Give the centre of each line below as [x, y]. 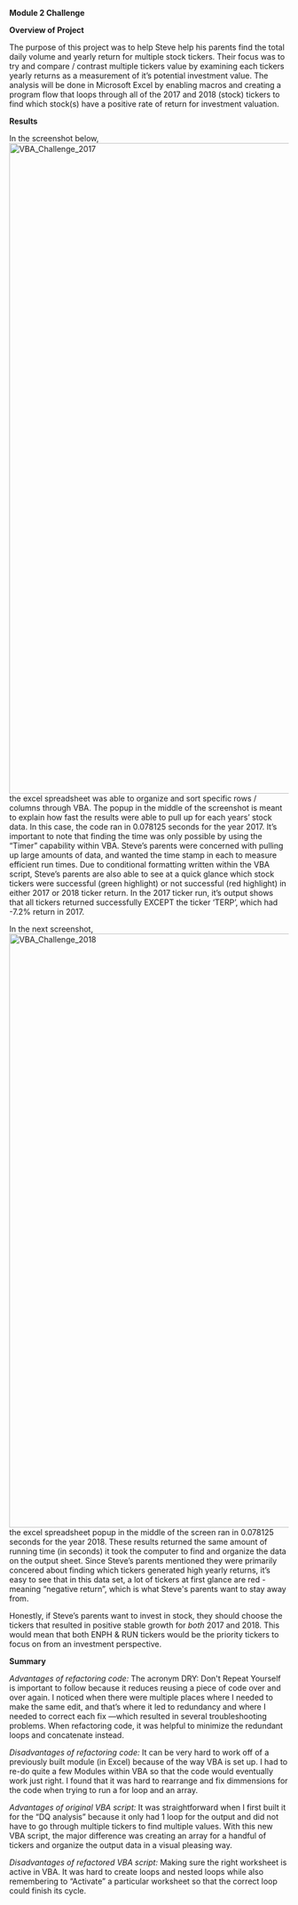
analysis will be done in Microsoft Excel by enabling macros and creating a [145, 85]
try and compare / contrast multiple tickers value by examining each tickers [147, 66]
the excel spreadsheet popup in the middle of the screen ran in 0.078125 [142, 1532]
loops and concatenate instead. [67, 1735]
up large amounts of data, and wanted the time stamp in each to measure [143, 855]
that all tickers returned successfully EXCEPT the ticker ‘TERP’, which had [144, 902]
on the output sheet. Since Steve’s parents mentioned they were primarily [143, 1561]
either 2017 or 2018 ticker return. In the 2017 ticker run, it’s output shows [141, 893]
